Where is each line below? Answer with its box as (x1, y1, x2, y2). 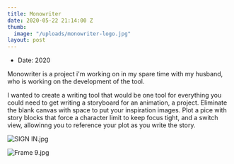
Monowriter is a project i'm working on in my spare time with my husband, (7, 70, 223, 78)
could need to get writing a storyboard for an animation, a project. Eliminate (7, 98, 228, 107)
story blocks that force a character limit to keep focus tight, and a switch (7, 114, 218, 122)
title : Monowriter (7, 10, 62, 18)
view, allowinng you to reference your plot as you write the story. (7, 121, 196, 129)
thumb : (7, 23, 27, 30)
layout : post (7, 37, 46, 44)
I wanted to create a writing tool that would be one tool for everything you (7, 91, 222, 100)
